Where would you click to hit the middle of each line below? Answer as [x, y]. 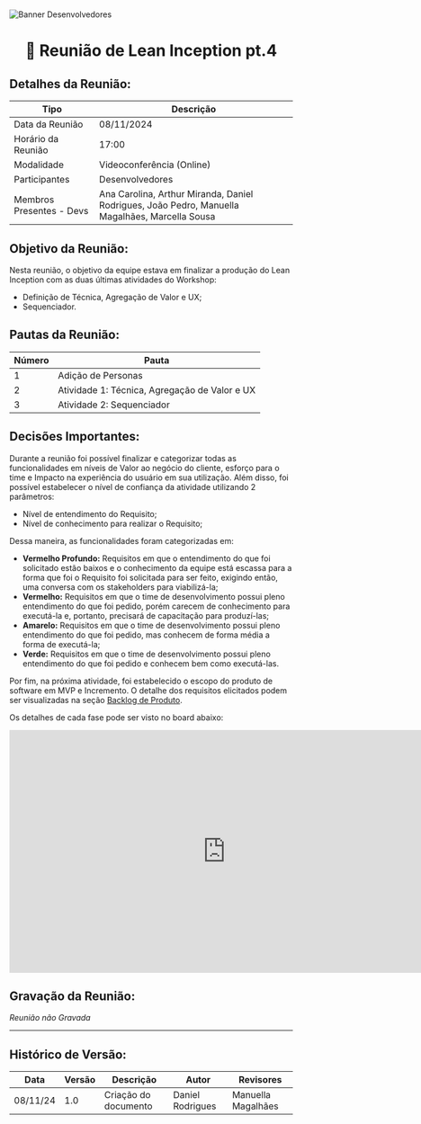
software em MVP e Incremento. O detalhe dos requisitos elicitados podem [148, 690]
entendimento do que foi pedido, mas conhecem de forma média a [146, 635]
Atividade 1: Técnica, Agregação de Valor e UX [157, 389]
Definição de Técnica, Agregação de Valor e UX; [112, 297]
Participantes [42, 180]
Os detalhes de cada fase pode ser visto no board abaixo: [116, 717]
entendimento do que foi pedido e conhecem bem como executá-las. [151, 663]
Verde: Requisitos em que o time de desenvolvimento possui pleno [147, 654]
